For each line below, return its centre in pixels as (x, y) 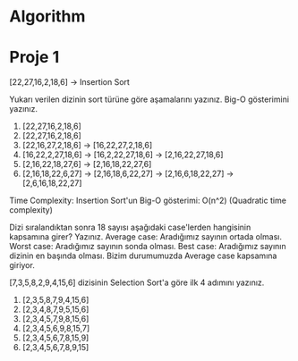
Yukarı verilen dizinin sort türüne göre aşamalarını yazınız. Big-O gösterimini (149, 99)
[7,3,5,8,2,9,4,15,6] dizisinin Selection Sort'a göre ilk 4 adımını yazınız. (137, 282)
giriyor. (22, 265)
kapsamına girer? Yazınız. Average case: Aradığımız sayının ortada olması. (146, 237)
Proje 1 (34, 58)
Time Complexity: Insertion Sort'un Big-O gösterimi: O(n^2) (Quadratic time (148, 201)
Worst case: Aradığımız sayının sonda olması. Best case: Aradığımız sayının (148, 247)
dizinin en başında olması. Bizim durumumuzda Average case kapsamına (143, 256)
